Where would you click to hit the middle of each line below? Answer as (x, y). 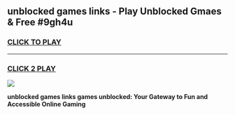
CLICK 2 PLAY (31, 68)
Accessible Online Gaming (47, 104)
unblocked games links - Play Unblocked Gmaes (114, 11)
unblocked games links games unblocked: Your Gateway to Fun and (108, 96)
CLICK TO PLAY (34, 43)
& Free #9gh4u (40, 23)
